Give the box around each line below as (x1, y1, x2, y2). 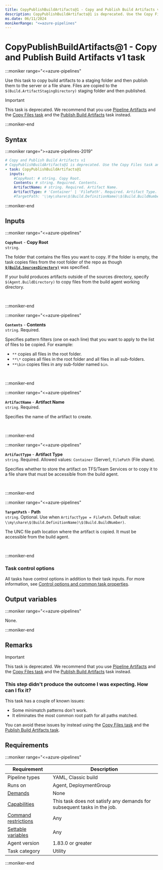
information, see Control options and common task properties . (5, 581, 130, 587)
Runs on (7, 782, 26, 789)
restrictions (7, 817, 33, 824)
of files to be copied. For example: (5, 341, 74, 347)
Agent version (7, 839, 40, 846)
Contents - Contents (5, 322, 46, 328)
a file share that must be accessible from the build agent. (5, 471, 119, 477)
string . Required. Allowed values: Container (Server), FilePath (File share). (5, 456, 155, 463)
